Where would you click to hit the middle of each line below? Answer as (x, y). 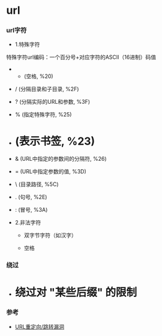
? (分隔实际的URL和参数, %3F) (52, 102)
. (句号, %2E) (31, 197)
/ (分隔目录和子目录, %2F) (47, 89)
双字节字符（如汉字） (50, 235)
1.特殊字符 (27, 44)
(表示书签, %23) (55, 141)
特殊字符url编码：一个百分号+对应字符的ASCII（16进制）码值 (81, 57)
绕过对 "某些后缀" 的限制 (76, 292)
